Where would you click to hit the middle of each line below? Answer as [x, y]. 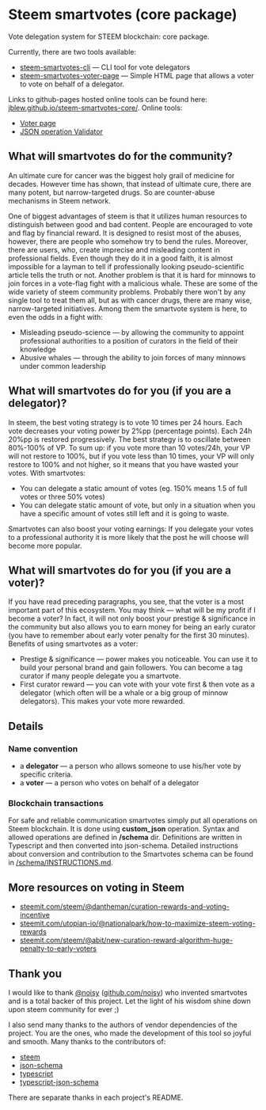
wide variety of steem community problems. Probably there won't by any [127, 291]
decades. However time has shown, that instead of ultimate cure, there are [130, 184]
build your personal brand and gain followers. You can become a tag [131, 667]
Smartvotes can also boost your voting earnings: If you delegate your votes [131, 529]
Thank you [35, 973]
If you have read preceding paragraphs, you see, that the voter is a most [126, 602]
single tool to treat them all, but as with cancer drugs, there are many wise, [130, 300]
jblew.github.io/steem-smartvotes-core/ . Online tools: [95, 108]
